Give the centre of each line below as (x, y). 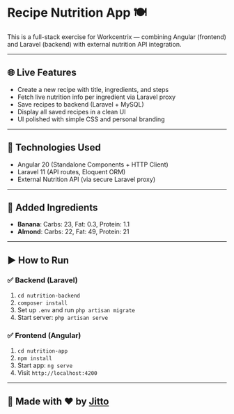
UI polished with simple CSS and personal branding (91, 119)
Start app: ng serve (45, 365)
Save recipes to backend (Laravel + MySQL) (80, 104)
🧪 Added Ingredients (53, 207)
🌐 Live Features (42, 73)
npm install (34, 359)
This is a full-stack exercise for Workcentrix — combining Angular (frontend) (117, 37)
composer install (42, 303)
